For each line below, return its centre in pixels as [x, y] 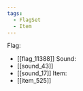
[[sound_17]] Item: [42, 73]
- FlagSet [27, 20]
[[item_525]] [34, 81]
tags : [15, 13]
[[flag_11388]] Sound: [46, 59]
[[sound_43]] [35, 66]
